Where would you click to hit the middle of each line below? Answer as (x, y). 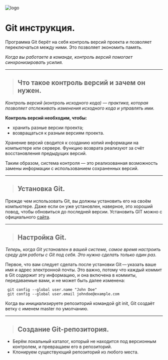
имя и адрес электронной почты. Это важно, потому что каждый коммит (84, 270)
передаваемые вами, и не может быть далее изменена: (65, 281)
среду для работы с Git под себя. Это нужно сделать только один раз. (81, 255)
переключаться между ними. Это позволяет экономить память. (74, 47)
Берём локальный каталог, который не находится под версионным (84, 341)
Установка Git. (41, 189)
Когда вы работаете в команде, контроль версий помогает (69, 57)
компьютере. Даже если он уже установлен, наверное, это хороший (79, 206)
